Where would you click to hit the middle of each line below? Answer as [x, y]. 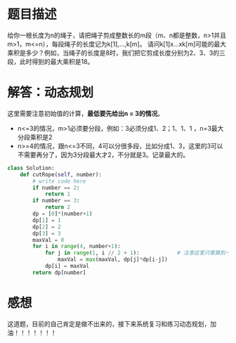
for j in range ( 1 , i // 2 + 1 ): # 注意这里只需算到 [135, 253]
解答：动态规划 [51, 93]
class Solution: [31, 168]
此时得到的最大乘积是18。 [57, 61]
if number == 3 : [56, 201]
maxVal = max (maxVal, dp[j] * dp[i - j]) [113, 260]
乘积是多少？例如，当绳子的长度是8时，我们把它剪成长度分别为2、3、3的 [113, 53]
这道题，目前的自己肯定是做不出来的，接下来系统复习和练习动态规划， [109, 323]
